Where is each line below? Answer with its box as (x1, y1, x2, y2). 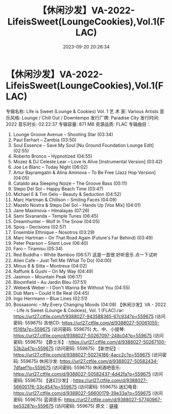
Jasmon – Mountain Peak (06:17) (13, 273, 82, 279)
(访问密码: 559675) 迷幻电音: (78, 383, 138, 389)
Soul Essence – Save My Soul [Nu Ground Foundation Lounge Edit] (13, 142, 154, 148)
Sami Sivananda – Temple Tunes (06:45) (13, 213, 99, 219)
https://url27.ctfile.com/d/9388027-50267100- (68, 339, 166, 345)
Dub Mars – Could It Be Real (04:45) (13, 290, 90, 296)
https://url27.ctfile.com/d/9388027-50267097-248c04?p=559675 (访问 (13, 332, 164, 338)
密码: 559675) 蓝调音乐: (13, 396, 63, 402)
